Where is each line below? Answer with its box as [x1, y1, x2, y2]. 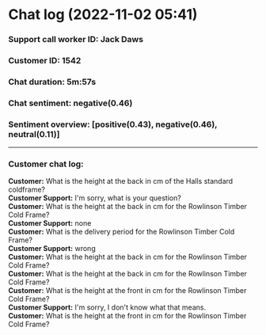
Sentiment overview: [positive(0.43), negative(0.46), [8, 119, 218, 130]
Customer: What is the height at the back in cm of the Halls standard [8, 177, 234, 186]
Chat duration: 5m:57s [8, 76, 97, 87]
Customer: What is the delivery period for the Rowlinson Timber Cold [8, 227, 235, 237]
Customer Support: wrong [8, 244, 97, 253]
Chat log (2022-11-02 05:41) [8, 6, 198, 24]
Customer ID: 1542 [8, 55, 82, 67]
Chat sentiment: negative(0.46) [8, 97, 133, 108]
